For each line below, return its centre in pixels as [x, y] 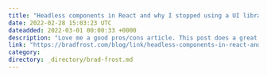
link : [17, 45]
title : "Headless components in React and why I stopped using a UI [124, 15]
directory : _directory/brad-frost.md [71, 60]
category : [25, 52]
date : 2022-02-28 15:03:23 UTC [60, 23]
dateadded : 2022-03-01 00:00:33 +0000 [72, 30]
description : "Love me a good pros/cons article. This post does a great [133, 38]
